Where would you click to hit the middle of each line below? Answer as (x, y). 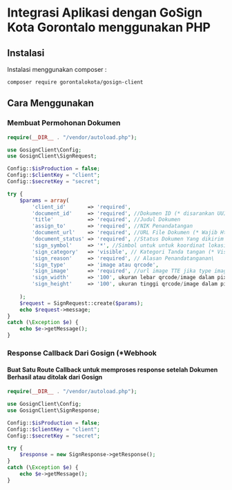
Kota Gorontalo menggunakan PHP (109, 27)
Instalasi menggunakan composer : (57, 69)
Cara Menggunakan (51, 103)
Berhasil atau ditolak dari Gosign (55, 377)
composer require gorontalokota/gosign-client (75, 82)
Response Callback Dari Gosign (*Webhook (82, 352)
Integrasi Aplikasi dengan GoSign (105, 13)
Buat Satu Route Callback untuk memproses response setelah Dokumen (113, 369)
